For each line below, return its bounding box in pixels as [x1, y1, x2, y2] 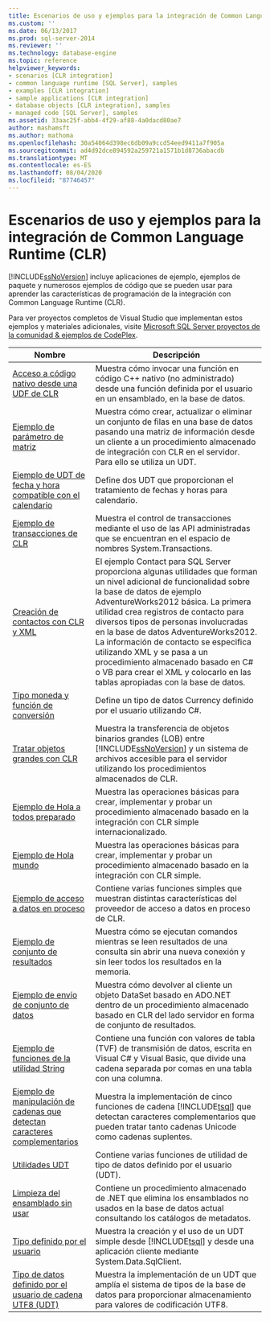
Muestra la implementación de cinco [95, 1091, 233, 1102]
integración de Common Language [8, 228, 244, 246]
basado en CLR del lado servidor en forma [95, 1009, 255, 1020]
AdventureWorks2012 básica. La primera [95, 596, 252, 607]
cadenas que [12, 1105, 62, 1117]
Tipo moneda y [12, 689, 70, 701]
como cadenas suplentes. [95, 1131, 193, 1142]
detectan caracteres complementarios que [95, 1111, 256, 1122]
